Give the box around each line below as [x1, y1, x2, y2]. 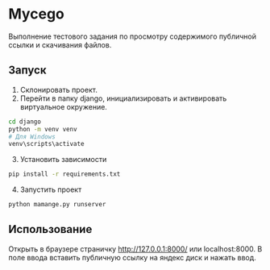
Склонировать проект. [19, 85, 98, 94]
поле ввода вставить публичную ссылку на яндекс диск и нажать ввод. [8, 252, 256, 262]
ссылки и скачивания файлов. [8, 39, 112, 49]
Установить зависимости [19, 155, 107, 164]
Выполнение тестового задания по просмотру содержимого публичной [8, 31, 256, 41]
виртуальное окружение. [19, 102, 107, 111]
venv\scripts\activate [8, 140, 85, 148]
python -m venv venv [8, 125, 78, 133]
